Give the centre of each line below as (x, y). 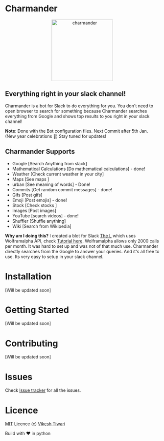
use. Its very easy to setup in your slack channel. (54, 257)
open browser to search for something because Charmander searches (76, 111)
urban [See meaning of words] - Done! (51, 184)
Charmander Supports (40, 152)
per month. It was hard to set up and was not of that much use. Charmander (82, 246)
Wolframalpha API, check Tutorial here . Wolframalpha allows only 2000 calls (82, 241)
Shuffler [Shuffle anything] (39, 221)
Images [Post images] (34, 210)
